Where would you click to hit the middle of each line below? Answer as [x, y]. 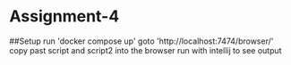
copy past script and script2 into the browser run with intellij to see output [145, 50]
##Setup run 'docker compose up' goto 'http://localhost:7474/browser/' [141, 41]
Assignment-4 [64, 16]
